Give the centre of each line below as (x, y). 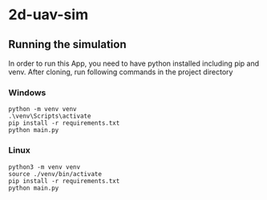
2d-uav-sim (49, 15)
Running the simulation (67, 44)
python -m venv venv (43, 110)
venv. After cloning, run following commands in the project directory (121, 72)
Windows (27, 92)
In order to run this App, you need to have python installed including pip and (134, 63)
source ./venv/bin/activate (55, 174)
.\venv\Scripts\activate (50, 116)
